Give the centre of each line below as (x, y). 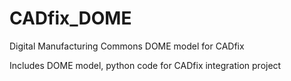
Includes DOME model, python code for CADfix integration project (145, 65)
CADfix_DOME (70, 18)
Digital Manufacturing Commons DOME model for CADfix (127, 46)
